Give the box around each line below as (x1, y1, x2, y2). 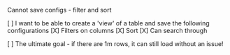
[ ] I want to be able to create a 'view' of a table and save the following (7, 19, 210, 27)
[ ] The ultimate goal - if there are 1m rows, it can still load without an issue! (7, 40, 224, 47)
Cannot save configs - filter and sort (7, 6, 112, 14)
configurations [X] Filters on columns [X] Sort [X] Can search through (7, 27, 208, 34)
